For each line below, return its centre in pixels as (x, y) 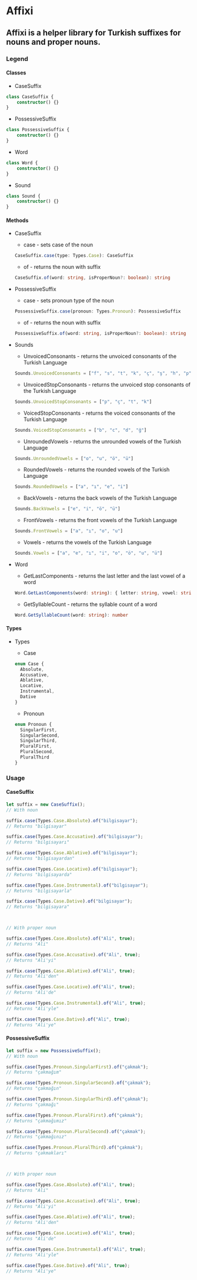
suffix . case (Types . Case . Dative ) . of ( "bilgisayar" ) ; (69, 901)
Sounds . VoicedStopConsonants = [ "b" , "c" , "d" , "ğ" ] (81, 430)
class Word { (22, 163)
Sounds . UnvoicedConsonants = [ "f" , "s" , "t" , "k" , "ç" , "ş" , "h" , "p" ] (104, 373)
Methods (17, 220)
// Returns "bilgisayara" (38, 907)
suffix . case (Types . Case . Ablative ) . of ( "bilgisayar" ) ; (72, 853)
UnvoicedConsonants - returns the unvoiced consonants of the (100, 356)
